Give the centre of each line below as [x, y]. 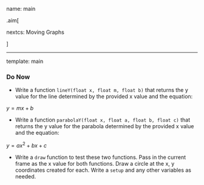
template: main [25, 61]
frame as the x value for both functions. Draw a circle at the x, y [95, 163]
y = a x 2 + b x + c [27, 145]
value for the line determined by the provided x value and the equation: [104, 97]
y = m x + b [20, 108]
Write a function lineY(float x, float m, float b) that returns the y [101, 90]
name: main [21, 9]
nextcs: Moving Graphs [36, 32]
